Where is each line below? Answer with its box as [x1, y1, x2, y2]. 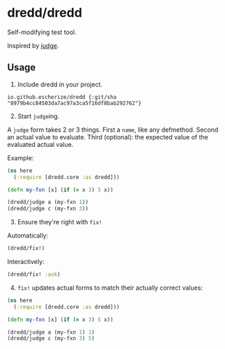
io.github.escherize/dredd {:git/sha [7, 93, 117, 100]
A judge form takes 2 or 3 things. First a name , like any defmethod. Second [7, 125, 219, 134]
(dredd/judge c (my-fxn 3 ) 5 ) [7, 335, 95, 342]
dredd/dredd [7, 5, 82, 21]
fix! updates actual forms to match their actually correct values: [17, 284, 203, 292]
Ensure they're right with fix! [17, 218, 102, 226]
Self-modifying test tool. [7, 28, 77, 36]
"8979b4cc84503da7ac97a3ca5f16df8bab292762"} [7, 100, 141, 107]
